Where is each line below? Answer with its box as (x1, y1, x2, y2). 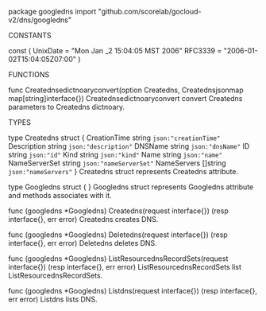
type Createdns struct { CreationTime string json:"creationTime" (8, 133, 221, 142)
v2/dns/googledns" (8, 15, 71, 25)
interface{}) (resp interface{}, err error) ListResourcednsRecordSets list (8, 262, 242, 271)
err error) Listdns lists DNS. (8, 294, 98, 304)
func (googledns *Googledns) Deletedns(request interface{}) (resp (8, 230, 228, 239)
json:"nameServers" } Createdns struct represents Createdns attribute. (8, 167, 239, 176)
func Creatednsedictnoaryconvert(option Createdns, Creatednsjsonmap (8, 85, 244, 95)
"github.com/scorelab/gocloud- (98, 7, 202, 16)
